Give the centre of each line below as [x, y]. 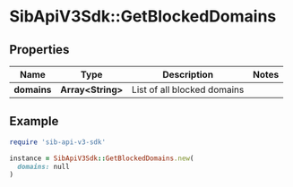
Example [34, 121]
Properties [39, 50]
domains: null [43, 166]
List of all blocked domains [188, 89]
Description [188, 75]
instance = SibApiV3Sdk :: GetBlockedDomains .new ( [102, 158]
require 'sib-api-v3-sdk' [57, 142]
